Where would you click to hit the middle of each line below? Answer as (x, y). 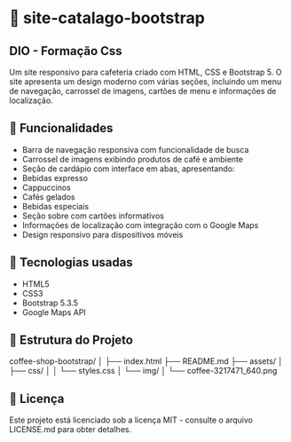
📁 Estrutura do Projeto (71, 340)
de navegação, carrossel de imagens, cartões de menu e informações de (143, 91)
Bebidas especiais (55, 206)
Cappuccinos (46, 187)
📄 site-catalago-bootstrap (107, 18)
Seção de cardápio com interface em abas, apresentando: (128, 169)
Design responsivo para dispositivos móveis (102, 234)
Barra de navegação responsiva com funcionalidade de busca (135, 149)
